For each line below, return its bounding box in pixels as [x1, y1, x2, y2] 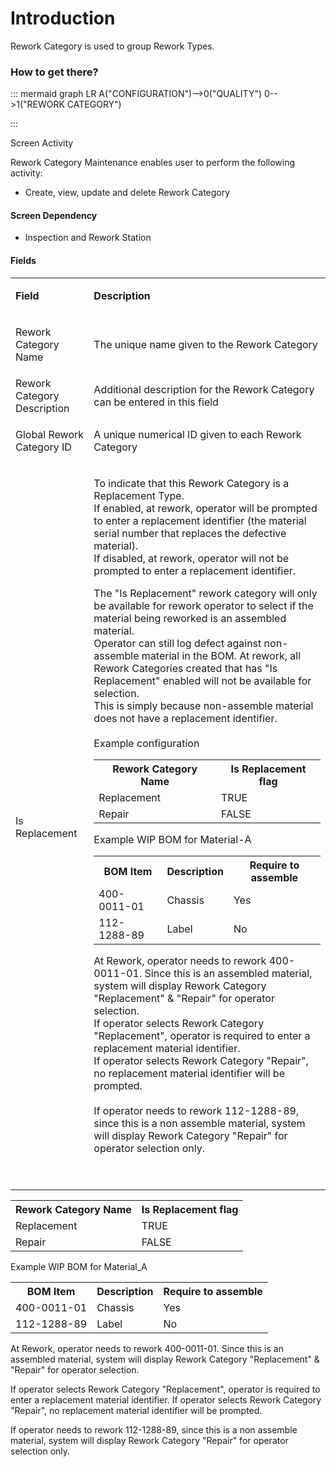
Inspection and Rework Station [24, 232, 152, 244]
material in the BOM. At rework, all [141, 648, 302, 662]
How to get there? [10, 65, 99, 79]
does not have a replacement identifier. [93, 711, 278, 725]
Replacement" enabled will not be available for [93, 673, 312, 687]
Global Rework [15, 427, 85, 441]
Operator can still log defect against [93, 636, 262, 650]
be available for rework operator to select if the [93, 598, 314, 612]
